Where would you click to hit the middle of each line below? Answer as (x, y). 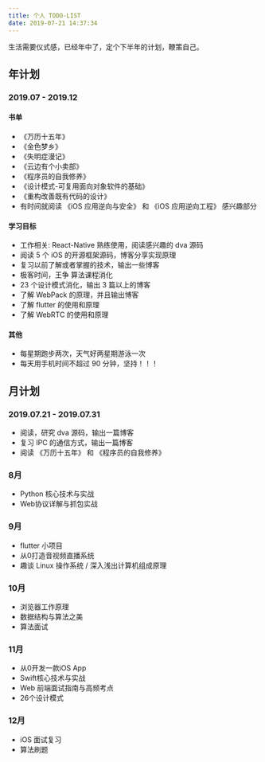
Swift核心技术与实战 (53, 678)
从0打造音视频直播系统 (57, 555)
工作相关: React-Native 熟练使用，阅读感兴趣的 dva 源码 (111, 245)
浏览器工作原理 (44, 607)
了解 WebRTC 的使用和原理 (64, 315)
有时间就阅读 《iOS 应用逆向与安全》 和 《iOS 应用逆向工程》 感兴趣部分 (138, 206)
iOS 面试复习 (41, 739)
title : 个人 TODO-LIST (45, 16)
